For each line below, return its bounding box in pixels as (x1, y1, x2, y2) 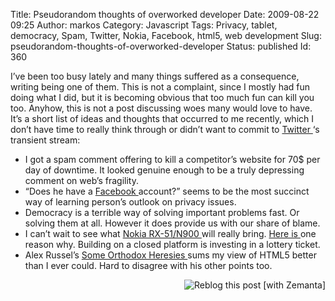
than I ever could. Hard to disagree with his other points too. (24, 260, 273, 271)
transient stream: (10, 134, 81, 146)
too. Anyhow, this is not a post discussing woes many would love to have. (10, 102, 313, 114)
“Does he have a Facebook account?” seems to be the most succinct (24, 185, 310, 197)
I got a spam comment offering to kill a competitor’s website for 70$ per (24, 154, 321, 165)
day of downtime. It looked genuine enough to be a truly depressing (24, 164, 305, 176)
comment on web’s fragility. (24, 175, 139, 186)
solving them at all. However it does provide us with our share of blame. (24, 217, 321, 229)
